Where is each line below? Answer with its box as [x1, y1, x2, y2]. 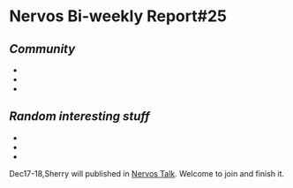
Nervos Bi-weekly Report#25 [9, 6, 228, 26]
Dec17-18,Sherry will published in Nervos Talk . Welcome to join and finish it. [9, 168, 285, 178]
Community [9, 41, 76, 56]
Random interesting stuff [9, 109, 150, 124]
